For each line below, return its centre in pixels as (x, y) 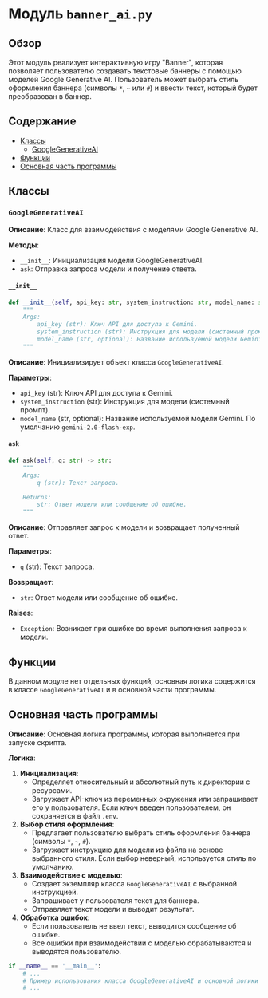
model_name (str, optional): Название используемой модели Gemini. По (138, 418)
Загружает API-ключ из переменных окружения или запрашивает (145, 799)
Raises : (21, 613)
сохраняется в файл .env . (75, 815)
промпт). (35, 410)
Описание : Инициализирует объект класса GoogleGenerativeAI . (116, 362)
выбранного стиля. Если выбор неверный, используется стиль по (144, 858)
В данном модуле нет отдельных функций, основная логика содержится (132, 681)
